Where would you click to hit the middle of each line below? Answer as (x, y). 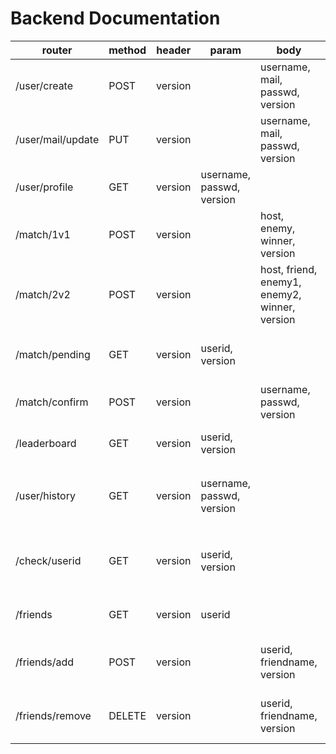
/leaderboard (46, 443)
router (57, 50)
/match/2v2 (43, 294)
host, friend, (289, 269)
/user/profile (44, 187)
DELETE (127, 715)
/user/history (45, 495)
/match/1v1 (43, 234)
